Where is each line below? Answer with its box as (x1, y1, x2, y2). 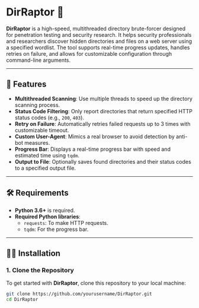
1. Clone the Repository (6, 266, 74, 274)
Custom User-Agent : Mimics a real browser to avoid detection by (14, 133, 175, 140)
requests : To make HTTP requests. (23, 219, 108, 226)
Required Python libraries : (14, 213, 81, 220)
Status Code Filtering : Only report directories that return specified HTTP (14, 107, 193, 115)
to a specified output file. (14, 164, 76, 172)
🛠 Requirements (6, 188, 69, 198)
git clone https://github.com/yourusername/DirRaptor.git (6, 291, 152, 297)
